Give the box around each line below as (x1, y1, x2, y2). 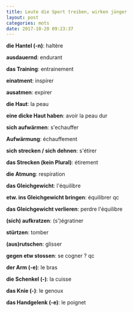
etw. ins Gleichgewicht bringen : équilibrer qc (6, 194, 120, 201)
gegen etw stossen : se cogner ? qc (6, 252, 95, 260)
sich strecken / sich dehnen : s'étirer (6, 147, 97, 154)
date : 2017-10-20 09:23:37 (6, 25, 74, 32)
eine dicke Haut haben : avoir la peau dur (6, 112, 108, 119)
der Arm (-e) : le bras (6, 264, 58, 271)
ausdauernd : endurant (6, 54, 63, 61)
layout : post (6, 14, 39, 20)
